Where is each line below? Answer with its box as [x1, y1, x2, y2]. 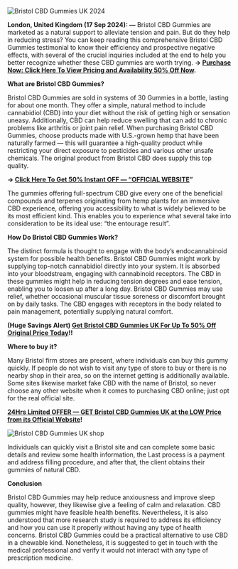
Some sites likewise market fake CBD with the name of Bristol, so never [7, 379, 217, 387]
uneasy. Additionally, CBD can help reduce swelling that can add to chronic [7, 116, 227, 124]
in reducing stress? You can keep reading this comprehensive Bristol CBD [7, 36, 223, 44]
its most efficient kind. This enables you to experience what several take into [7, 212, 232, 220]
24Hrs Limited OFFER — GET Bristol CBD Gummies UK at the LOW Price [7, 408, 222, 416]
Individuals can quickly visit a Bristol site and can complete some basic [7, 443, 215, 451]
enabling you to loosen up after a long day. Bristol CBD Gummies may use [7, 284, 223, 293]
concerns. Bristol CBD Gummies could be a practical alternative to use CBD [7, 531, 229, 539]
